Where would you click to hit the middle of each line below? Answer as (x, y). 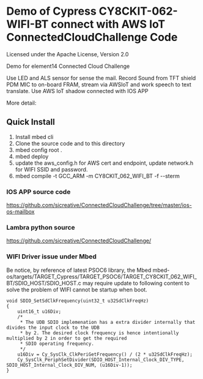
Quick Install (31, 122)
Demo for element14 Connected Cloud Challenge (68, 66)
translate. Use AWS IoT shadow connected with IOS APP (77, 91)
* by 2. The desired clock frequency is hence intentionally (99, 333)
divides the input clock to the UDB (53, 328)
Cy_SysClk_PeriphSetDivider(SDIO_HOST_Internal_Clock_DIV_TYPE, (101, 359)
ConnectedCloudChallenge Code (92, 37)
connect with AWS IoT (108, 24)
